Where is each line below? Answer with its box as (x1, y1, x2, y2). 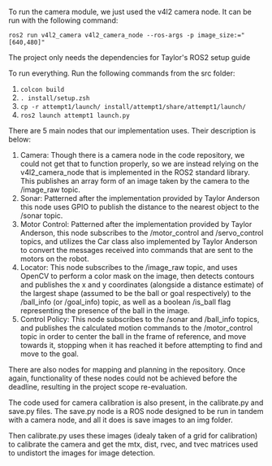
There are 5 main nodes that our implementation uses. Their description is (8, 126, 257, 135)
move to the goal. (19, 349, 80, 359)
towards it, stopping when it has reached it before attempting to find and (19, 341, 263, 350)
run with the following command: (8, 15, 119, 25)
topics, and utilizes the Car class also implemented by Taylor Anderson (19, 237, 258, 246)
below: (8, 134, 31, 144)
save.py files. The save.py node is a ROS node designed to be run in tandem (8, 407, 264, 416)
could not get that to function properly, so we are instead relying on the (19, 159, 259, 168)
